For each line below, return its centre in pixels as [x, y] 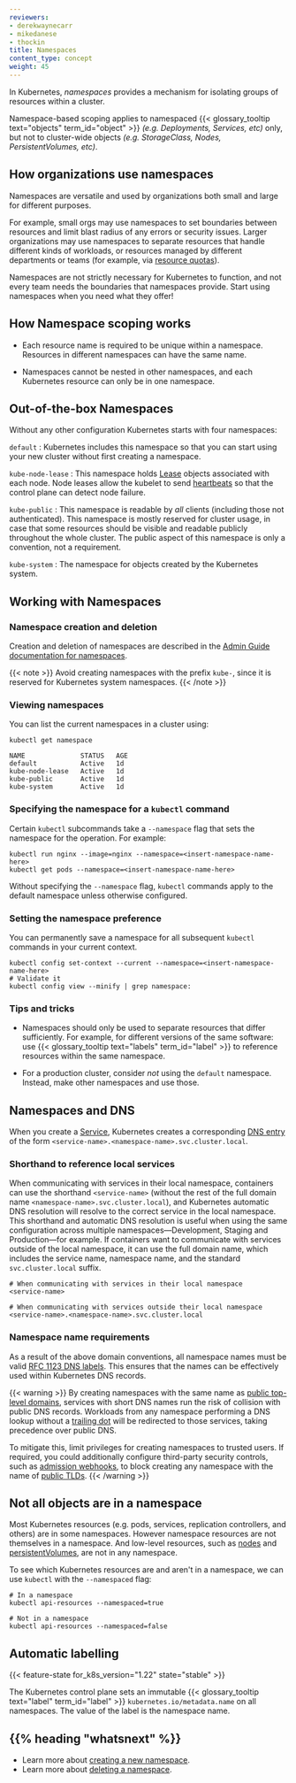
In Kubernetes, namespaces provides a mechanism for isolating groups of [144, 92]
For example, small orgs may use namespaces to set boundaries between [143, 222]
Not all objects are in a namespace [106, 1503]
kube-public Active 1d [67, 780]
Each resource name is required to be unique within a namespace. [142, 345]
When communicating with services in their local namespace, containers [141, 1183]
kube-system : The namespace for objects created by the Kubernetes [134, 565]
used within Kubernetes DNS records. [78, 1375]
